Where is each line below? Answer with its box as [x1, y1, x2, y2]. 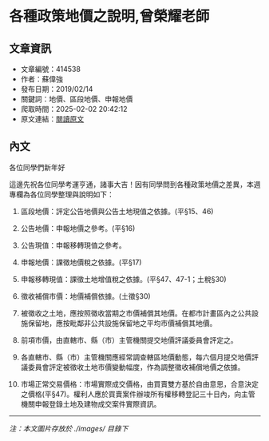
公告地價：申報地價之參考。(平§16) [20, 223, 136, 232]
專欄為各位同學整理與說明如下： [9, 189, 114, 199]
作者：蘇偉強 [20, 74, 63, 84]
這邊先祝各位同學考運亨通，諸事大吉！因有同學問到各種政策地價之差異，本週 [9, 179, 261, 189]
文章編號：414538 [20, 65, 81, 73]
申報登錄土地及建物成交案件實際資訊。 [34, 399, 161, 408]
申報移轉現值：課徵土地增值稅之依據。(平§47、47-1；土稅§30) [20, 274, 227, 284]
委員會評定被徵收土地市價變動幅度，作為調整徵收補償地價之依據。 [27, 362, 245, 371]
